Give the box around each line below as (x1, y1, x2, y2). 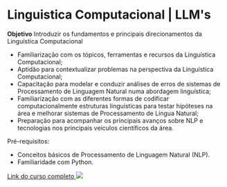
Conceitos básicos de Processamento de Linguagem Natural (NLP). (17, 150, 210, 159)
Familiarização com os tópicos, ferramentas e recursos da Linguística (17, 50, 216, 59)
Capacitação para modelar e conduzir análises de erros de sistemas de (17, 79, 221, 88)
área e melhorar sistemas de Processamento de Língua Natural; (17, 109, 199, 117)
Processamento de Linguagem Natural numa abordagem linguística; (17, 87, 211, 95)
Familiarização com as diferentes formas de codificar (17, 94, 170, 103)
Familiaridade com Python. (17, 157, 93, 166)
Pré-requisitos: (7, 137, 50, 145)
